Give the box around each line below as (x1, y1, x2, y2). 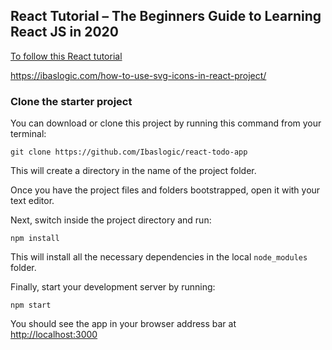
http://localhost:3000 (10, 329, 98, 341)
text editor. (10, 195, 55, 207)
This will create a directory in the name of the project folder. (10, 165, 257, 177)
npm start (10, 300, 52, 311)
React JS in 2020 (10, 24, 119, 41)
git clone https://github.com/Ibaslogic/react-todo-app (10, 147, 248, 158)
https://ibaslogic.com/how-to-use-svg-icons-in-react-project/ (10, 69, 267, 81)
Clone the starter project (10, 94, 133, 108)
